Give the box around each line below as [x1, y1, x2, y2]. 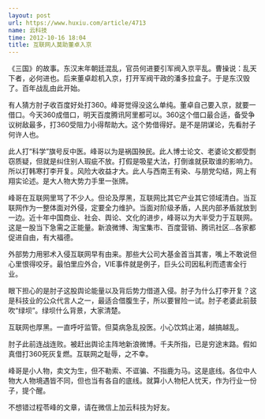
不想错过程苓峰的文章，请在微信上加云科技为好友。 [8, 402, 174, 412]
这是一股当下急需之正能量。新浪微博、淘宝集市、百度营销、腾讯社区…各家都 [8, 223, 256, 232]
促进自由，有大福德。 [8, 232, 77, 242]
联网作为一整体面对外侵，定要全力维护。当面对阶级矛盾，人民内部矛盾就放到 [8, 203, 257, 213]
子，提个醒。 [8, 386, 50, 395]
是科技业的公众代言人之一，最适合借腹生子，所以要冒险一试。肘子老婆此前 [8, 296, 250, 305]
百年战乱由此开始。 [21, 84, 84, 93]
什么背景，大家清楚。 [55, 306, 125, 315]
